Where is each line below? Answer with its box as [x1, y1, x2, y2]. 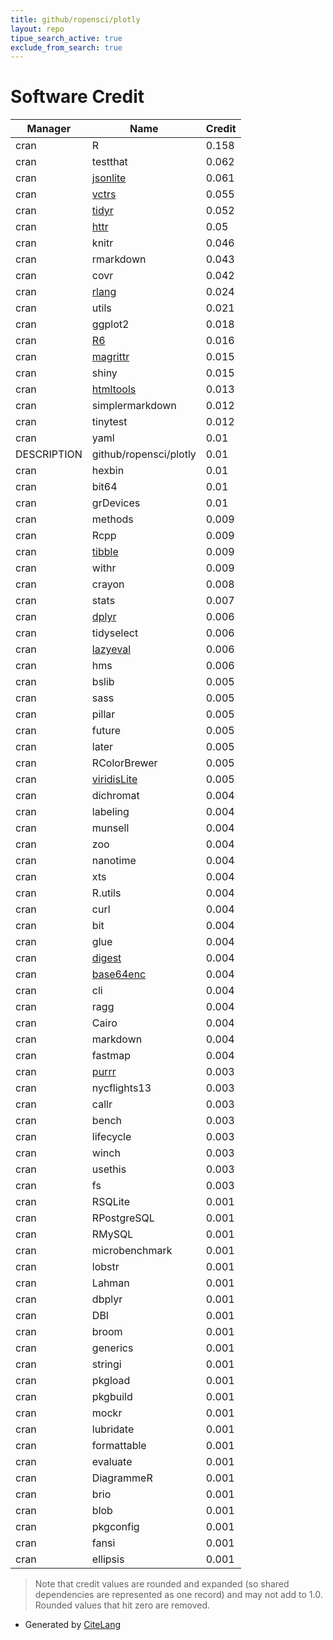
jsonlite [91, 171, 127, 185]
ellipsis [91, 1552, 125, 1566]
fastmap [91, 1049, 131, 1063]
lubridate [91, 1422, 135, 1436]
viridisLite [91, 772, 138, 786]
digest [91, 951, 122, 965]
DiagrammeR [91, 1471, 153, 1485]
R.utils [91, 886, 122, 900]
